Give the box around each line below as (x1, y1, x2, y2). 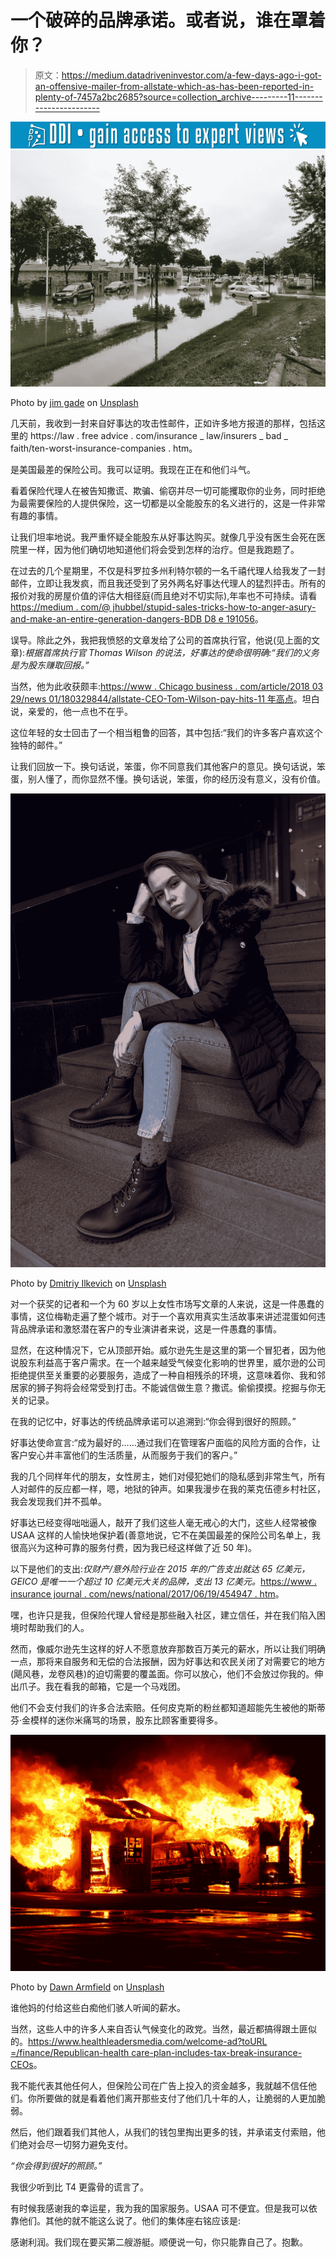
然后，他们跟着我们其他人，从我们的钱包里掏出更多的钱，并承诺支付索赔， (10, 2126, 317, 2138)
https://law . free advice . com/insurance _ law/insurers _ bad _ (29, 430, 288, 442)
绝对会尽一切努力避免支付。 (18, 2138, 133, 2150)
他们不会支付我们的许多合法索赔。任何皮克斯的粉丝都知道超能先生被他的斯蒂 (10, 1701, 326, 1713)
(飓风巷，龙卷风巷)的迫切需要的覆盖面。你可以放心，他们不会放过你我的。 (10, 1667, 315, 1680)
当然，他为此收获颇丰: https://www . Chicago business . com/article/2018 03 (10, 681, 324, 693)
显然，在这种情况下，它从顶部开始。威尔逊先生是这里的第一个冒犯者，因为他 (10, 1344, 326, 1356)
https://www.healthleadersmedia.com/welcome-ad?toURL (28, 2035, 268, 2047)
